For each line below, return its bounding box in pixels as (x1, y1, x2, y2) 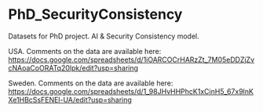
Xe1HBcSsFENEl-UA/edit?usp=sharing (8, 95, 132, 104)
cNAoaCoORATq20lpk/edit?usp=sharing (8, 63, 139, 72)
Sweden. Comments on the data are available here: (8, 78, 174, 88)
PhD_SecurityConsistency (8, 5, 183, 23)
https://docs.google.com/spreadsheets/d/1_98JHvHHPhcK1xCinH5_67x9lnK (8, 86, 254, 96)
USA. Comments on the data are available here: (8, 46, 162, 56)
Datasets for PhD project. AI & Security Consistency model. (8, 31, 200, 41)
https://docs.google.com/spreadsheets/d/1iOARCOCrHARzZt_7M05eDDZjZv (8, 55, 255, 64)
